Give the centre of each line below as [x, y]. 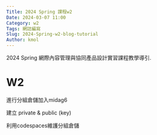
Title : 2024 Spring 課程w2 [39, 12]
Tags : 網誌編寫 [24, 29]
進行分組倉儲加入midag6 [37, 99]
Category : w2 [23, 23]
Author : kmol [23, 40]
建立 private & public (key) [39, 113]
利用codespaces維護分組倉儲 [43, 125]
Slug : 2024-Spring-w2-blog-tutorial [52, 34]
